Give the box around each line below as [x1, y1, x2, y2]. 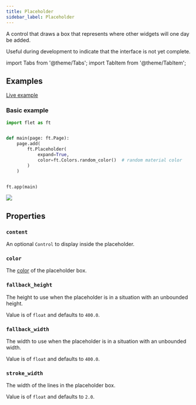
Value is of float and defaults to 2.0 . [6, 393, 95, 400]
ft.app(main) [6, 184, 38, 190]
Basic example [6, 106, 49, 114]
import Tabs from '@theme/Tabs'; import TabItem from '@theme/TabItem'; [6, 59, 187, 66]
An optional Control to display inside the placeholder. [6, 241, 135, 248]
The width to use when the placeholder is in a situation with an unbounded [6, 338, 187, 345]
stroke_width [6, 370, 43, 376]
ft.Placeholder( [27, 146, 67, 153]
